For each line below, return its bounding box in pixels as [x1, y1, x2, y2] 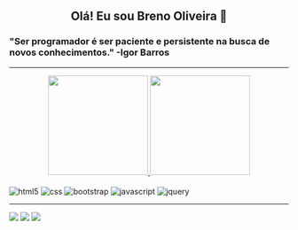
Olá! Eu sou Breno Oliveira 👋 [70, 9, 228, 24]
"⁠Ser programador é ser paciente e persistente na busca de [9, 35, 271, 48]
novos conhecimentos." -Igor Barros [9, 46, 170, 58]
